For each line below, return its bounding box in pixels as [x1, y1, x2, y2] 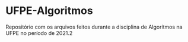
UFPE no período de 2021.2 [5, 29, 73, 36]
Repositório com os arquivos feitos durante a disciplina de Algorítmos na [5, 23, 183, 30]
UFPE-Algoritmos [5, 4, 93, 17]
